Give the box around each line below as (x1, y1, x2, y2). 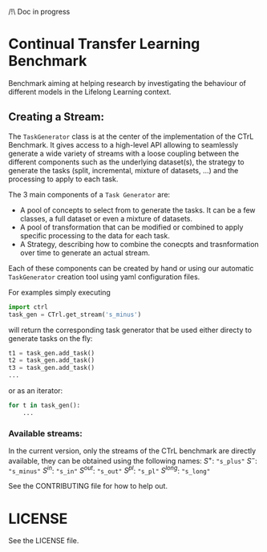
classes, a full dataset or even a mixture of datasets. (19, 213, 193, 223)
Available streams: (8, 428, 83, 439)
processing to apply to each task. (8, 174, 119, 184)
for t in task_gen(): (8, 401, 81, 409)
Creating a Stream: (8, 110, 104, 124)
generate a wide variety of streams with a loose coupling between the (8, 148, 239, 158)
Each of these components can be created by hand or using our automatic (8, 263, 254, 273)
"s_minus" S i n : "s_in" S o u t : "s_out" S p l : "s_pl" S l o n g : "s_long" (8, 465, 211, 476)
